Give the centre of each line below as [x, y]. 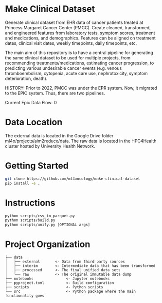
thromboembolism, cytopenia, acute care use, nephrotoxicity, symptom [76, 73]
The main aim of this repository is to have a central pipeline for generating [79, 53]
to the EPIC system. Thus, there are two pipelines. [55, 93]
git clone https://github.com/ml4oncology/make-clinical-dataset [72, 179]
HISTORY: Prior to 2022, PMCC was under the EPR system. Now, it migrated [81, 88]
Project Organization [48, 244]
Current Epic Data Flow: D [31, 102]
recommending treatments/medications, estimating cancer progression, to [80, 63]
